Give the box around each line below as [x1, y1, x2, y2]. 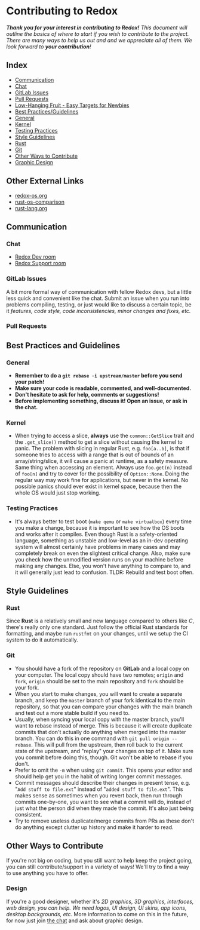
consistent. [14, 811, 43, 818]
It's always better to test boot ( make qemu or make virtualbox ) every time [14, 518, 192, 525]
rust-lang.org [14, 204, 48, 211]
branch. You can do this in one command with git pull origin [14, 735, 170, 742]
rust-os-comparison [14, 198, 64, 205]
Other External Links [6, 176, 84, 186]
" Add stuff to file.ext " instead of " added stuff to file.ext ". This [14, 785, 183, 793]
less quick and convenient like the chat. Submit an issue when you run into [6, 294, 190, 302]
